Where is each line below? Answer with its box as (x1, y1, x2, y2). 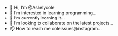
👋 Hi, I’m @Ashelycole (9, 5, 55, 10)
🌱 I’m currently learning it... (9, 15, 65, 20)
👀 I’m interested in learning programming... (9, 10, 97, 16)
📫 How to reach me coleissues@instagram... (9, 26, 102, 31)
